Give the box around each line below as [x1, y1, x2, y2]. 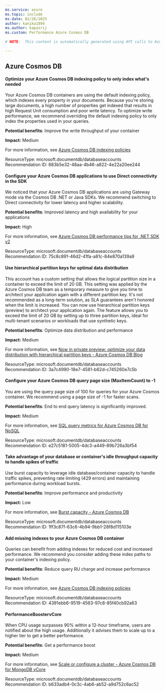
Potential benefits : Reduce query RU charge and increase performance [5, 566, 151, 572]
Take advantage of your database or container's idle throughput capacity [5, 454, 158, 460]
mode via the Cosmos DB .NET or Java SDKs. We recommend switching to [5, 194, 156, 200]
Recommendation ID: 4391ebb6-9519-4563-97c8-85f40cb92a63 [5, 600, 137, 606]
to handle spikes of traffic [5, 459, 59, 465]
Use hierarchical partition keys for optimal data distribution [5, 265, 129, 271]
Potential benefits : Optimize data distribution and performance [5, 327, 133, 333]
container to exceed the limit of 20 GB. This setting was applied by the [5, 281, 147, 287]
